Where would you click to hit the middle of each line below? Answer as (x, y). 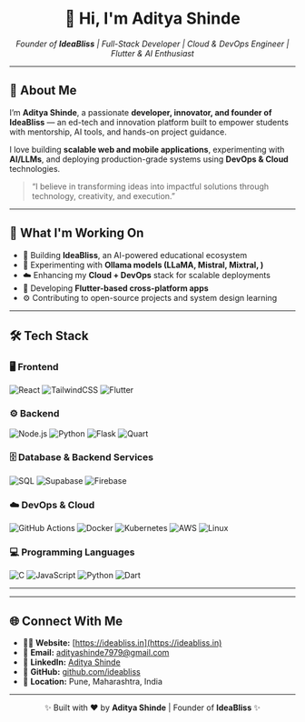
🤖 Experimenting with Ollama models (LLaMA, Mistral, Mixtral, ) (143, 265)
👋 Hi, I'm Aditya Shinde (152, 19)
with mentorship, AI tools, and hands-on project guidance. (118, 132)
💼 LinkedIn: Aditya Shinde (71, 662)
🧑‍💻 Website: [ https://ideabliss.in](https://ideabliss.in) (122, 643)
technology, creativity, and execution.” (103, 196)
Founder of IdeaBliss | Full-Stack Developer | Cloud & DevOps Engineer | (152, 44)
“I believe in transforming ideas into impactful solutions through (150, 186)
